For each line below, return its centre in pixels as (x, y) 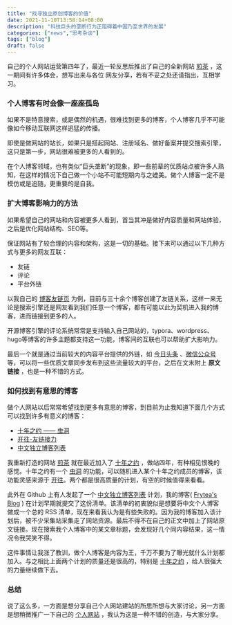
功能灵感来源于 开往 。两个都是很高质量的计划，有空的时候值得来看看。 (108, 480)
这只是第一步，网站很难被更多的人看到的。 (68, 152)
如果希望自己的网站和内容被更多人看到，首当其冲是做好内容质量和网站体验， (116, 219)
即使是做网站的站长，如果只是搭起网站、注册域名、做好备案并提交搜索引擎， (116, 143)
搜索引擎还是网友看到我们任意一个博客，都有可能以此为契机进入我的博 (119, 307)
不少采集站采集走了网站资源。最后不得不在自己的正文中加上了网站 (125, 520)
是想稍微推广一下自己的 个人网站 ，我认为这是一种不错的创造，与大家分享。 (115, 615)
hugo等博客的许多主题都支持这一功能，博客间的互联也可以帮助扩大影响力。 (114, 339)
